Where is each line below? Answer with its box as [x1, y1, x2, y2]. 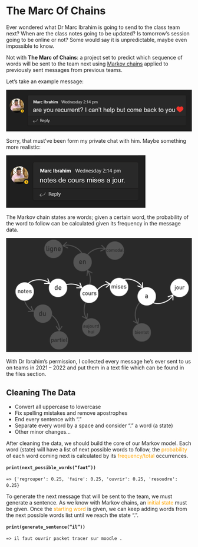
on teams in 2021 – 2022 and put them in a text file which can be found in [6, 364, 184, 371]
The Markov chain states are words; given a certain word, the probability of [6, 214, 189, 221]
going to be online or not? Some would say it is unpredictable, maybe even [6, 36, 187, 43]
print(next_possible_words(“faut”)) [6, 465, 96, 471]
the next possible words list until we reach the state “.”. [6, 512, 138, 519]
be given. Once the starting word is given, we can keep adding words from [6, 506, 187, 513]
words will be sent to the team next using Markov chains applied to [6, 60, 169, 67]
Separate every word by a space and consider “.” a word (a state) [14, 422, 173, 429]
